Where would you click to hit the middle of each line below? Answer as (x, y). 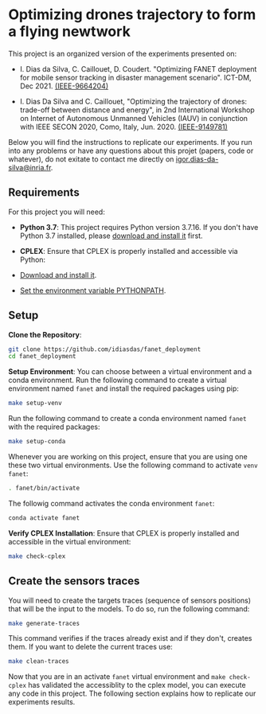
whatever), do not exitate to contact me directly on (91, 159)
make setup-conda (37, 442)
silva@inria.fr (30, 167)
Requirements (44, 193)
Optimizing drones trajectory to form (132, 15)
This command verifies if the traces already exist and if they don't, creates (130, 638)
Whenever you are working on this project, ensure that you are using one (128, 457)
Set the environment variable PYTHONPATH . (93, 290)
